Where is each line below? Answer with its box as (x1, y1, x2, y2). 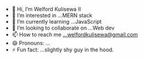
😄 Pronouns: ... (11, 40, 51, 47)
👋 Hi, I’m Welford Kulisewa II (11, 6, 81, 12)
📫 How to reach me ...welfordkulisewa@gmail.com (11, 31, 139, 38)
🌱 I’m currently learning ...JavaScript (11, 18, 102, 25)
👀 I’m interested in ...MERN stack (11, 12, 93, 19)
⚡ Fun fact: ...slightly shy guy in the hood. (11, 46, 114, 53)
